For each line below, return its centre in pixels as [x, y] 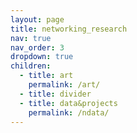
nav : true [31, 38]
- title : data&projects [68, 103]
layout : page [37, 19]
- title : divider [55, 94]
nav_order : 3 [37, 47]
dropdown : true [42, 57]
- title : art [46, 76]
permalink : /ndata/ [69, 112]
